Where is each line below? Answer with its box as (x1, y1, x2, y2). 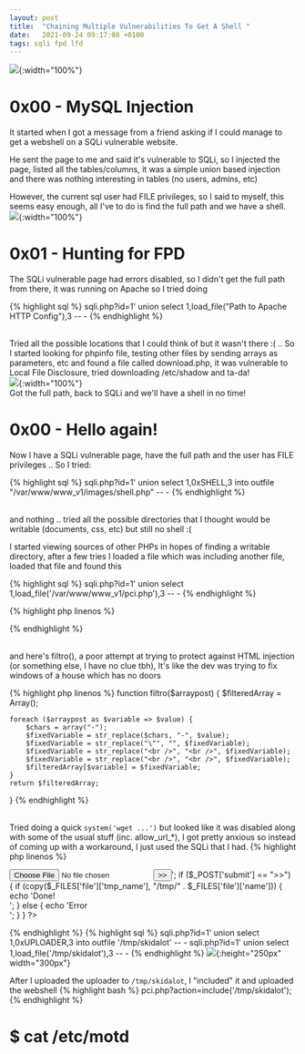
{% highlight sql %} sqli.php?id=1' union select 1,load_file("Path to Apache (9, 302, 288, 312)
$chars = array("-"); (25, 723, 107, 732)
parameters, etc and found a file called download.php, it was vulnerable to (9, 357, 289, 369)
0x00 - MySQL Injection (9, 97, 194, 118)
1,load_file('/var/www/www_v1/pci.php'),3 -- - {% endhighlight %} (9, 588, 257, 599)
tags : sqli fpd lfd (9, 38, 84, 48)
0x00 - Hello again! (9, 420, 158, 440)
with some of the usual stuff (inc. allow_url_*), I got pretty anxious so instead (9, 832, 296, 843)
